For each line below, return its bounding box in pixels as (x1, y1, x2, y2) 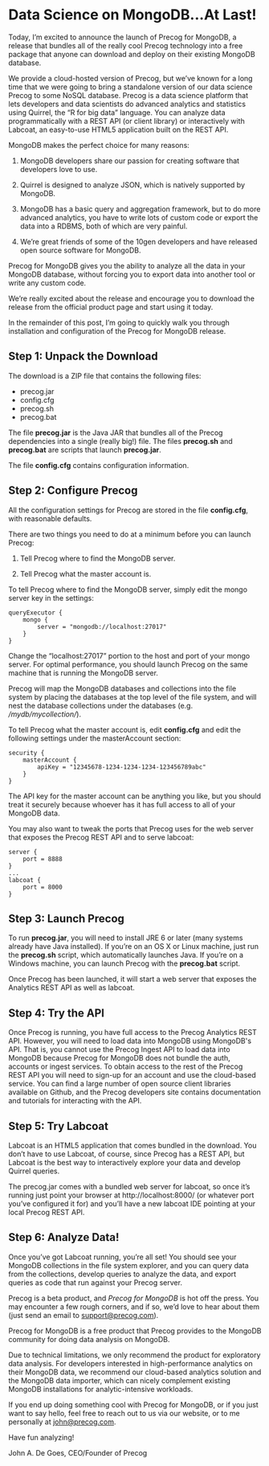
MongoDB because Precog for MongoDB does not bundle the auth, (8, 1053, 230, 1063)
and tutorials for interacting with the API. (8, 1096, 142, 1106)
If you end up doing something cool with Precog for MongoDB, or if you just (8, 1399, 259, 1409)
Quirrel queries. (8, 1166, 60, 1176)
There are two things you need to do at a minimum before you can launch (8, 529, 251, 539)
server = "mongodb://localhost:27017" (37, 622, 167, 630)
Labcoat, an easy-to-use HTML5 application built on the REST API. (8, 125, 229, 134)
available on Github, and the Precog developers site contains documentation (8, 1087, 261, 1097)
